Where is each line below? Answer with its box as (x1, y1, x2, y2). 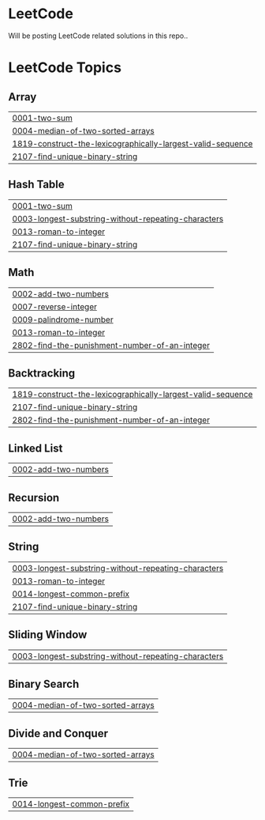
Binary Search (8, 678, 80, 691)
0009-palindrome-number (12, 314, 114, 325)
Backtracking (8, 366, 76, 380)
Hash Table (8, 178, 65, 191)
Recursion (8, 491, 60, 504)
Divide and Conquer (8, 727, 109, 740)
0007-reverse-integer (12, 301, 97, 312)
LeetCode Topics (8, 59, 122, 77)
